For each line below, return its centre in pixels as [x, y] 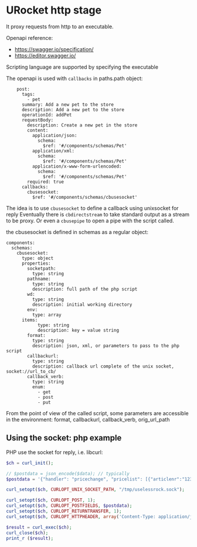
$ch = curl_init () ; [30, 463]
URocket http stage [54, 10]
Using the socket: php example [64, 438]
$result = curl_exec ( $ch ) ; [39, 527]
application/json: [55, 135]
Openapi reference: [30, 38]
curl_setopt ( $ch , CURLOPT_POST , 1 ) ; [51, 501]
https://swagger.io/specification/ [54, 49]
